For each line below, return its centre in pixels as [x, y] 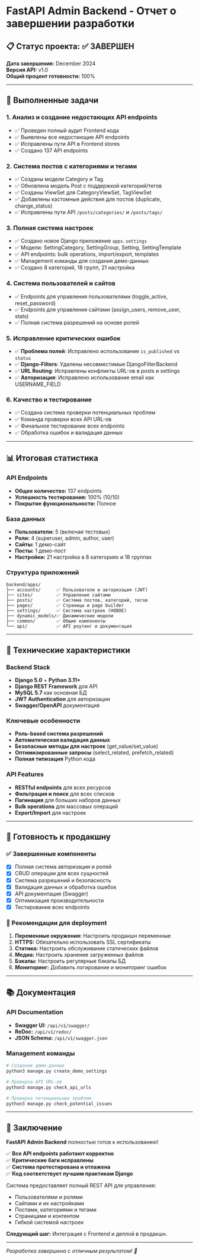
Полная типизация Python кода [55, 759]
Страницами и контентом [47, 1216]
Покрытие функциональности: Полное [65, 503]
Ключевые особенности [43, 721]
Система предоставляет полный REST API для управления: [81, 1186]
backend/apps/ [24, 585]
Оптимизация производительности [59, 900]
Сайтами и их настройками [49, 1204]
